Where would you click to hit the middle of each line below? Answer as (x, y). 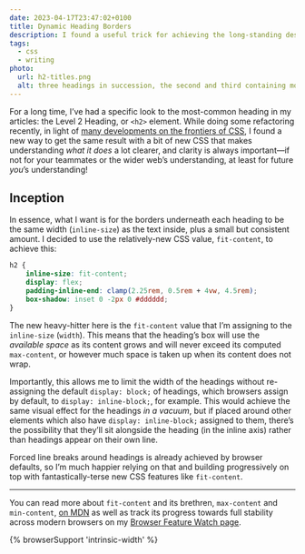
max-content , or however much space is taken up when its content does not (151, 354)
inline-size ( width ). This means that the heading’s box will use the (135, 335)
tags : (20, 43)
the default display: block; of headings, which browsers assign (168, 391)
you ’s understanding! (49, 169)
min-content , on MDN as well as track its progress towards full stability (142, 512)
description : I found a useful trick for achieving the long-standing (146, 35)
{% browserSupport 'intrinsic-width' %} (84, 539)
